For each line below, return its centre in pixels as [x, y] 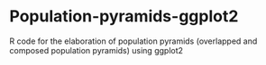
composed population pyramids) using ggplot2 [96, 50]
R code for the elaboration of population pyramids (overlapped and [133, 41]
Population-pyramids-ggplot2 [124, 16]
